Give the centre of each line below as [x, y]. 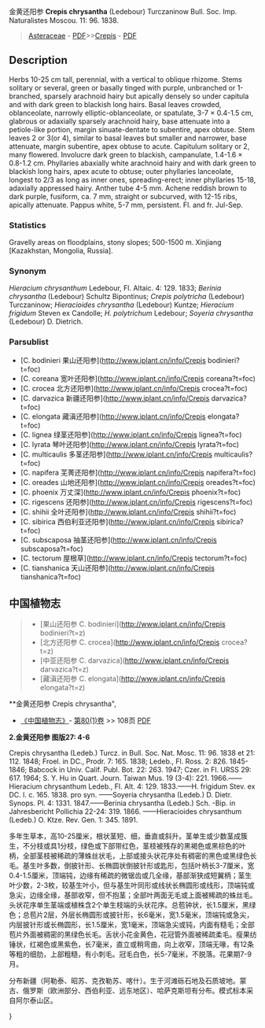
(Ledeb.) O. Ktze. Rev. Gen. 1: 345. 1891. [74, 819]
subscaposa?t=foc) [52, 549]
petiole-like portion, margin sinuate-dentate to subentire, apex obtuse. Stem [132, 129]
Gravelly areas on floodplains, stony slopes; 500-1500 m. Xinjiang [116, 242]
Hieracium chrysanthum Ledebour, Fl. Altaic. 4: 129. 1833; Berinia [115, 288]
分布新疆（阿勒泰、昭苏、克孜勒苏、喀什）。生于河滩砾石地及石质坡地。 [124, 980]
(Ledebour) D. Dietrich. [46, 322]
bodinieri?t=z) [63, 633]
